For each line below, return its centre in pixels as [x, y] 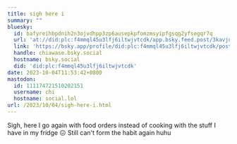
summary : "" [25, 20]
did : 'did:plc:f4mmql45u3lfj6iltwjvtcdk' [75, 66]
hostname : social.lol [45, 99]
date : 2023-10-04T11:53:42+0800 [55, 72]
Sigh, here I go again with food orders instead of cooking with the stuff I [112, 125]
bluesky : [20, 27]
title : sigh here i [36, 14]
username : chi [34, 92]
